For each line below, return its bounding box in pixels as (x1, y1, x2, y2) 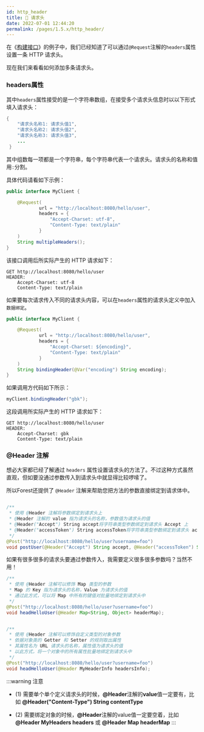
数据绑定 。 (6, 304, 30, 311)
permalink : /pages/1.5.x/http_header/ (6, 26, 104, 32)
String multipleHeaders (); (17, 239, 86, 245)
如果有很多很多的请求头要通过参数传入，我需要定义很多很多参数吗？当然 (6, 556, 187, 563)
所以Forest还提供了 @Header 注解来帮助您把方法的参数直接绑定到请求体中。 (6, 487, 193, 494)
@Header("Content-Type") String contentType (22, 698, 144, 705)
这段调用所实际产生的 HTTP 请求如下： (6, 408, 104, 415)
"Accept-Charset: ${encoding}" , (49, 344, 132, 350)
